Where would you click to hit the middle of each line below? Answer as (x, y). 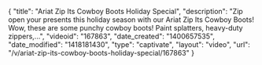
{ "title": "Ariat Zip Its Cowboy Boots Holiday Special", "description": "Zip (126, 11)
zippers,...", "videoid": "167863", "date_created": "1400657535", (111, 36)
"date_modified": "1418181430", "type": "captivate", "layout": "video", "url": (129, 45)
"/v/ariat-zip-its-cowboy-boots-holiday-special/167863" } (101, 53)
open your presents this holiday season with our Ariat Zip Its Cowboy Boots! (131, 20)
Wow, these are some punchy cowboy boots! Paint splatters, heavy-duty (125, 28)
